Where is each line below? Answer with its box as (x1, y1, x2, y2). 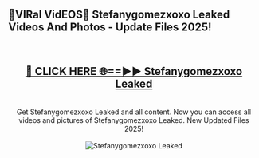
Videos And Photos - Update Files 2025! (8, 21, 212, 34)
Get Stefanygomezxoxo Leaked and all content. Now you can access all (16, 107, 252, 117)
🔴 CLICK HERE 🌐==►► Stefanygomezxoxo (25, 65, 243, 78)
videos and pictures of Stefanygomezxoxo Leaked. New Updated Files (18, 115, 249, 124)
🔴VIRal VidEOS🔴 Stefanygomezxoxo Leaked (8, 8, 230, 22)
